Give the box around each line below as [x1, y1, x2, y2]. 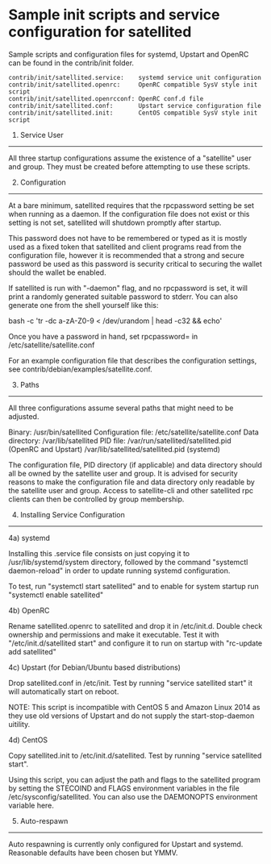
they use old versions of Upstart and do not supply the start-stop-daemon [8, 711, 255, 721]
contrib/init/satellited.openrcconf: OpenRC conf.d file [8, 94, 204, 102]
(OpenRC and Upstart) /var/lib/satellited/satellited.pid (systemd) [8, 444, 220, 454]
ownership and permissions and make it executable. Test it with [8, 629, 219, 639]
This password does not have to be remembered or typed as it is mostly [8, 233, 248, 243]
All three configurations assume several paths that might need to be [8, 403, 234, 413]
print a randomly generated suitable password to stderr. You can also [8, 292, 238, 301]
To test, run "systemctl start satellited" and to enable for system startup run [8, 581, 260, 591]
